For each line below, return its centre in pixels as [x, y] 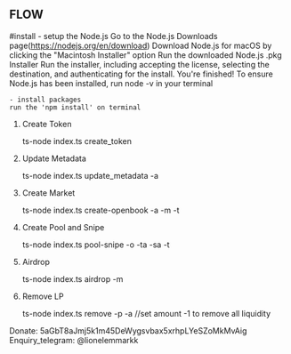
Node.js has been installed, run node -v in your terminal [111, 83]
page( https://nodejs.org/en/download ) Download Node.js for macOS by [141, 45]
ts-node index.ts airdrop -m [73, 278]
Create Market [48, 193]
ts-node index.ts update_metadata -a [90, 175]
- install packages [45, 100]
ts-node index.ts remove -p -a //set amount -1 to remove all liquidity [146, 313]
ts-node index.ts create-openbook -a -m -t [101, 210]
